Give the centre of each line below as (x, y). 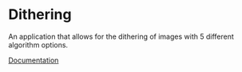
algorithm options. (38, 44)
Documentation (34, 60)
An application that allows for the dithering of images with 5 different (121, 36)
